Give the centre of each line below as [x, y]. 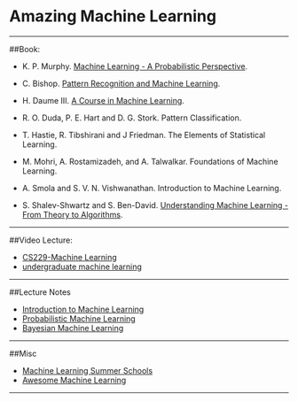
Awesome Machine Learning [74, 380]
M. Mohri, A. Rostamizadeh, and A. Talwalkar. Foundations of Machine [150, 161]
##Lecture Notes [40, 292]
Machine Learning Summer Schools [87, 370]
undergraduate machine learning [82, 267]
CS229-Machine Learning [69, 257]
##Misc [23, 353]
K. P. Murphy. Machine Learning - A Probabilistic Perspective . [135, 66]
